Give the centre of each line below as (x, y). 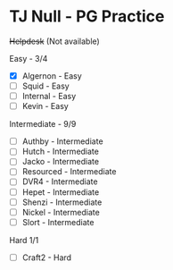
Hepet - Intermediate (61, 192)
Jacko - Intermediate (61, 162)
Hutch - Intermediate (61, 152)
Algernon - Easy (52, 76)
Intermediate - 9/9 (43, 124)
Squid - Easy (45, 86)
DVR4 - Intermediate (60, 181)
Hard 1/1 (24, 240)
